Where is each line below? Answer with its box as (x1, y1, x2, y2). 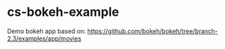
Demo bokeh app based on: (7, 27, 86, 35)
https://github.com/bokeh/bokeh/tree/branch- (87, 27, 219, 35)
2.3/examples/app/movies (7, 34, 81, 42)
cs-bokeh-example (7, 4, 119, 20)
